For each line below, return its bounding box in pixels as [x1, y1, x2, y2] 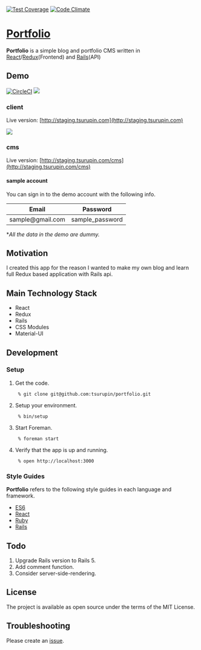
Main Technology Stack [6, 288, 97, 298]
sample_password [71, 215, 123, 223]
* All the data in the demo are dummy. [6, 231, 100, 238]
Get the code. [15, 379, 50, 387]
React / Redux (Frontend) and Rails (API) [6, 53, 101, 61]
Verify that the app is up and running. [15, 446, 108, 453]
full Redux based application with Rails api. [6, 271, 113, 278]
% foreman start [18, 436, 59, 442]
